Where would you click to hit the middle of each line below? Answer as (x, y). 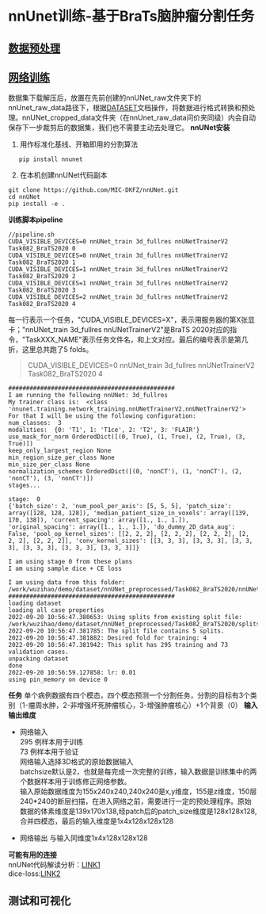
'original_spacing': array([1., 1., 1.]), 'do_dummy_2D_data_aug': (122, 527)
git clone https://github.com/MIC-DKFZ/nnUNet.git (93, 190)
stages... (25, 486)
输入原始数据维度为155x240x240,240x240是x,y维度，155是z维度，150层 (138, 792)
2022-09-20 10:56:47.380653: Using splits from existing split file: (125, 618)
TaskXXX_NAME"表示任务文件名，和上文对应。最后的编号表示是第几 (137, 340)
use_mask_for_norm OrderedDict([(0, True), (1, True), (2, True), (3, (127, 437)
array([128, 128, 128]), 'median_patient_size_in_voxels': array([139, (129, 513)
